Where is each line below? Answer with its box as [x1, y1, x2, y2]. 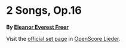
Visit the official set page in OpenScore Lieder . [6, 35, 121, 42]
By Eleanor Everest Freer [6, 23, 69, 31]
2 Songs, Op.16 [6, 4, 82, 17]
